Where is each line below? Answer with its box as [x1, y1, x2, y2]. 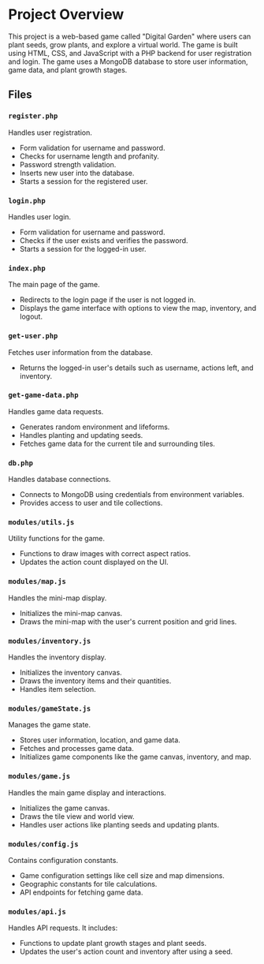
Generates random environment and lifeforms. [19, 422, 170, 432]
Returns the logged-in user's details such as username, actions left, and [19, 363, 254, 372]
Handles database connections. [8, 475, 112, 484]
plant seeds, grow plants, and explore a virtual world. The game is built [8, 39, 238, 49]
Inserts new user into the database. [19, 168, 135, 177]
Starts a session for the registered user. [19, 176, 148, 186]
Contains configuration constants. [8, 855, 118, 865]
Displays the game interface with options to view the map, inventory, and [19, 304, 257, 313]
